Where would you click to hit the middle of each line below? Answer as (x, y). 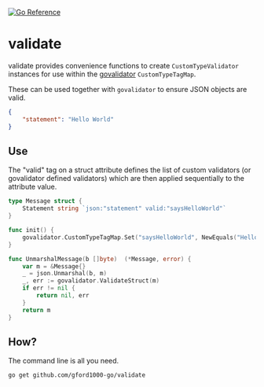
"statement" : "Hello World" (68, 119)
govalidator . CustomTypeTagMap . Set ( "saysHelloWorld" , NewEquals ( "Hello (140, 237)
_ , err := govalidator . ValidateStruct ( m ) (91, 281)
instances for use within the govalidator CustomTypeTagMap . (102, 74)
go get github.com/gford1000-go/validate (77, 375)
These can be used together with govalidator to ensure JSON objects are (128, 89)
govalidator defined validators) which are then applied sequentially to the (126, 179)
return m (37, 310)
